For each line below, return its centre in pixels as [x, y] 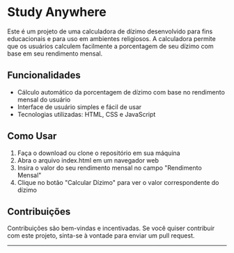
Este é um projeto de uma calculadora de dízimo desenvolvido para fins [110, 31]
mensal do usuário [44, 99]
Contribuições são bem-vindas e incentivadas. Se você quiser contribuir [111, 228]
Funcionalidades [44, 75]
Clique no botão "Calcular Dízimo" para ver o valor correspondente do [118, 182]
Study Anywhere [57, 12]
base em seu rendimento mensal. [55, 54]
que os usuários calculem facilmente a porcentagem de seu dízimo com [110, 46]
